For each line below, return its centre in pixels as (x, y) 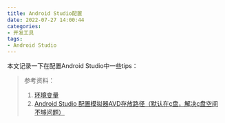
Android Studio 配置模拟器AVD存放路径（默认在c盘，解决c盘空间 (126, 103)
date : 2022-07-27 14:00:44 (46, 20)
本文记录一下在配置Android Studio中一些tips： (73, 66)
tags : (15, 39)
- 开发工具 (21, 33)
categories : (24, 26)
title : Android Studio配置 (45, 13)
